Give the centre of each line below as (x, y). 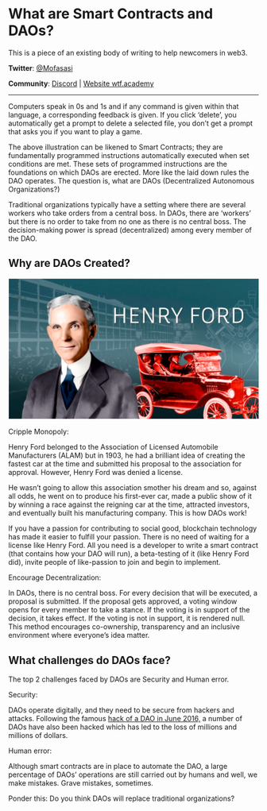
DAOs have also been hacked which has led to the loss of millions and (122, 727)
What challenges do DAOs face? (89, 660)
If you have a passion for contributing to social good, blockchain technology (133, 528)
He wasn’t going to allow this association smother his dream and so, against (132, 488)
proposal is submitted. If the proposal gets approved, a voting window (123, 601)
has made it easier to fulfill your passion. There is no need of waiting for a (129, 537)
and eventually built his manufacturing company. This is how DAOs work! (128, 513)
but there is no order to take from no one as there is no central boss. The (127, 221)
